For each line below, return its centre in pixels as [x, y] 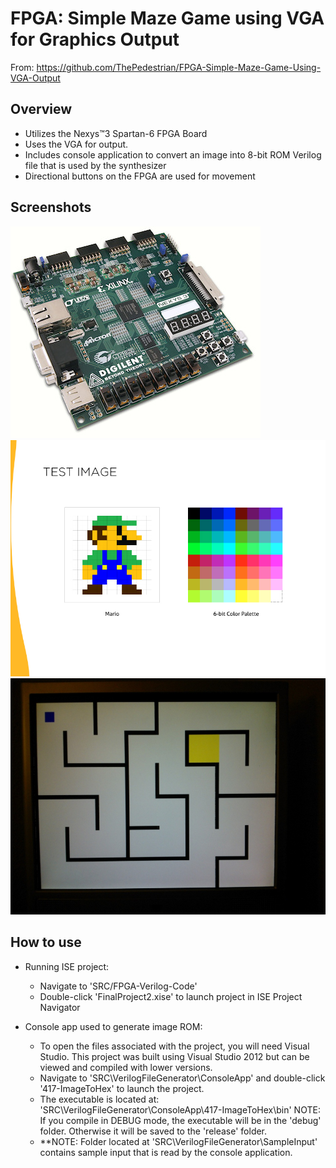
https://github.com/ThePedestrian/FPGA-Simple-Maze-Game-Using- [179, 67]
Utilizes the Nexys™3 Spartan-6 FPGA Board [116, 133]
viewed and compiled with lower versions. [126, 1067]
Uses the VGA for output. [76, 144]
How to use [46, 942]
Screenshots [51, 207]
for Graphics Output [95, 39]
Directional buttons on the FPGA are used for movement [140, 176]
